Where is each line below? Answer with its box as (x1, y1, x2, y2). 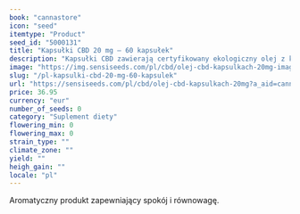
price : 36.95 (9, 87, 58, 96)
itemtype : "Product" (9, 29, 87, 38)
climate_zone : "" (9, 145, 74, 154)
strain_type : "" (9, 137, 70, 146)
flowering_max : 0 (9, 129, 74, 138)
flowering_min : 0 (9, 121, 74, 130)
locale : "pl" (9, 170, 58, 179)
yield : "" (9, 153, 46, 163)
